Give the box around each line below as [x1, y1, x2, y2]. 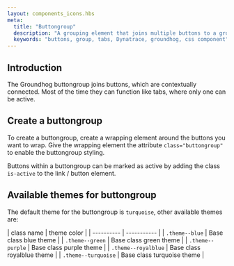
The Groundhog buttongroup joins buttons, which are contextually [7, 80, 197, 88]
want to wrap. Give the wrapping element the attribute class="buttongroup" [7, 140, 224, 149]
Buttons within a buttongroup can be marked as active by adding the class [7, 161, 221, 170]
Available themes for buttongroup [7, 189, 157, 201]
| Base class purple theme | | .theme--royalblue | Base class [27, 243, 201, 251]
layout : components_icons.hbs [7, 10, 95, 17]
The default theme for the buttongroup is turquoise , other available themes [7, 208, 223, 216]
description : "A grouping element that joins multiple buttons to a [13, 29, 217, 37]
